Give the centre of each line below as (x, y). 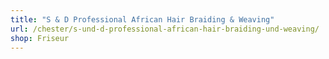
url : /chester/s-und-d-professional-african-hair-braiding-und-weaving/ (165, 29)
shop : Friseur (40, 38)
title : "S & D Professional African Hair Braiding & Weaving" (142, 19)
